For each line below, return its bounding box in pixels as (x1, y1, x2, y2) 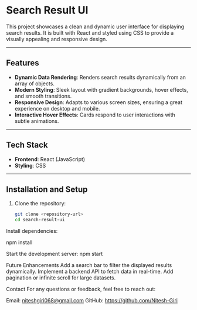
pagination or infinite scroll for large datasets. (6, 274, 116, 281)
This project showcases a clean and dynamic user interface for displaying (6, 23, 185, 30)
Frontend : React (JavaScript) (14, 155, 86, 162)
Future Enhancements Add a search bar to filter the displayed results (6, 262, 172, 269)
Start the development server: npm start (6, 251, 103, 258)
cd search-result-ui (14, 217, 65, 223)
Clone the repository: (14, 200, 66, 207)
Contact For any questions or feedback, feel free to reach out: (6, 286, 156, 293)
